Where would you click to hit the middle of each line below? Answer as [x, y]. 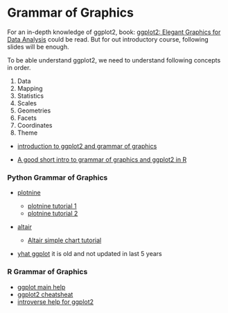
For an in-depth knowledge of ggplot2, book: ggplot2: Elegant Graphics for [114, 32]
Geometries [34, 110]
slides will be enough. [38, 46]
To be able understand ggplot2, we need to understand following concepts [114, 60]
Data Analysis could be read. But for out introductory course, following [108, 39]
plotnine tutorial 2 [53, 214]
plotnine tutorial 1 [52, 206]
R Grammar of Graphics [47, 272]
